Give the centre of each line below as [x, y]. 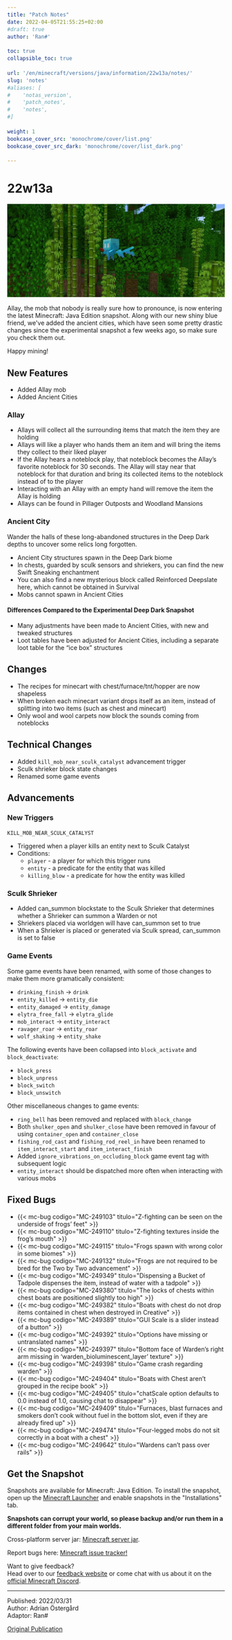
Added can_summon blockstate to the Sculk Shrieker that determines [116, 908]
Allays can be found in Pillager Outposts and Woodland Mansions [110, 504]
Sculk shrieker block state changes [67, 768]
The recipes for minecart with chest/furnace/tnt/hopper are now [108, 686]
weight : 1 [21, 132]
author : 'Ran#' [29, 37]
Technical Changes [49, 745]
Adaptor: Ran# [28, 1616]
